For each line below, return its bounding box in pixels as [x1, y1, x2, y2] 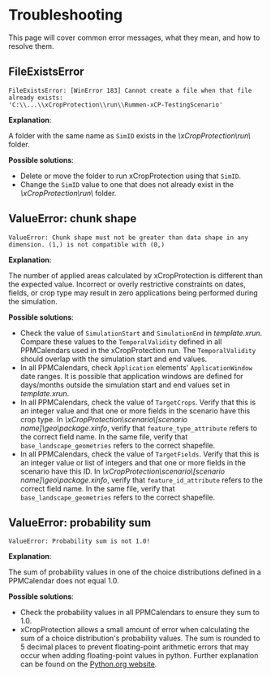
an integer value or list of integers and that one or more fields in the [19, 457, 246, 467]
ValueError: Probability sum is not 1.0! [8, 537, 151, 546]
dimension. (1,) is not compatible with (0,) [8, 240, 165, 249]
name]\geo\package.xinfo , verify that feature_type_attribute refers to [19, 423, 258, 433]
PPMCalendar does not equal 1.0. [8, 576, 119, 586]
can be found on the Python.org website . [19, 659, 157, 669]
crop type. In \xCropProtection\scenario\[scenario [19, 414, 188, 424]
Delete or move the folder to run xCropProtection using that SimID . [19, 171, 242, 181]
